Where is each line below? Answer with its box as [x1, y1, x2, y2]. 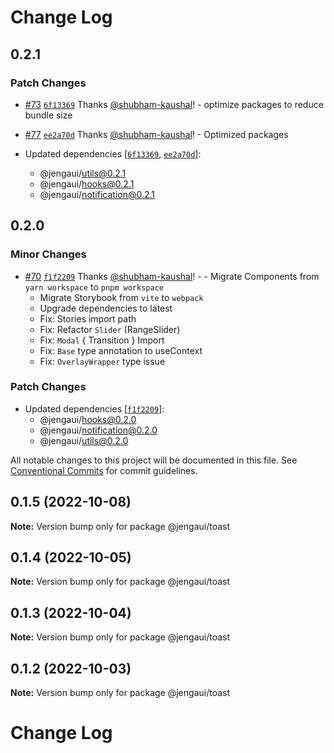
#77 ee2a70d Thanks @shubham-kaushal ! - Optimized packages [24, 128, 289, 140]
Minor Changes [10, 247, 87, 261]
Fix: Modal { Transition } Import [39, 334, 165, 346]
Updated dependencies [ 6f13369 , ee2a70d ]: [24, 147, 202, 160]
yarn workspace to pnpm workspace [24, 281, 164, 293]
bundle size [24, 109, 73, 121]
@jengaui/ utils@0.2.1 [39, 167, 127, 179]
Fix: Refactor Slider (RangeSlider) [39, 323, 181, 335]
